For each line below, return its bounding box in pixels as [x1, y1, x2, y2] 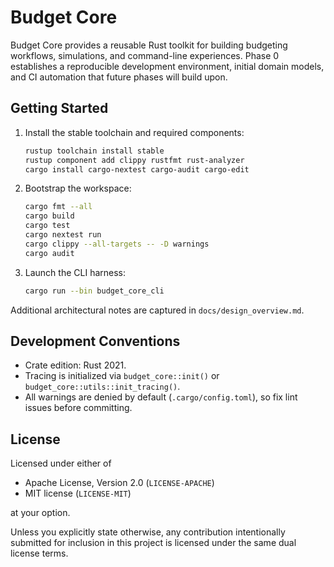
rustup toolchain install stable [24, 146, 165, 156]
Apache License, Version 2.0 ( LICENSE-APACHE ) [24, 477, 215, 489]
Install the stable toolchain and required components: [24, 126, 245, 138]
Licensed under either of [10, 457, 112, 470]
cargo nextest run [24, 230, 102, 240]
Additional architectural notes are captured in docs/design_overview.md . [10, 304, 305, 316]
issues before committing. [24, 402, 133, 414]
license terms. [10, 547, 69, 560]
